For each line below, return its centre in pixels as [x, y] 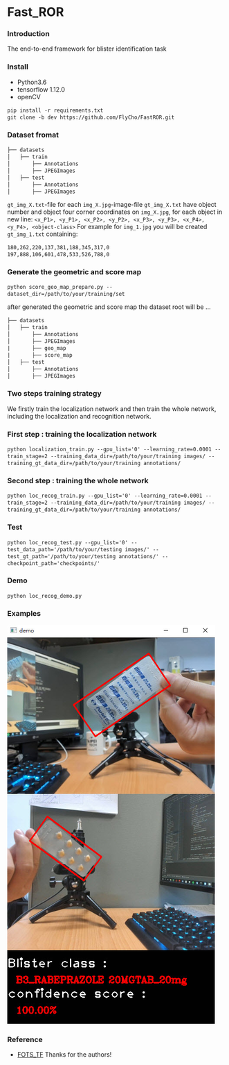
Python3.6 [32, 82]
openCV [29, 97]
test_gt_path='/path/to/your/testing [62, 556]
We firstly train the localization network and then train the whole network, [112, 409]
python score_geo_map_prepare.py [55, 287]
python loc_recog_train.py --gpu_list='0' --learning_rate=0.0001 [105, 496]
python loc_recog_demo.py [44, 596]
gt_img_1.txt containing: [43, 234]
